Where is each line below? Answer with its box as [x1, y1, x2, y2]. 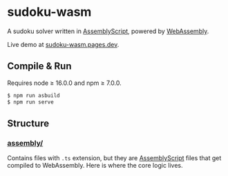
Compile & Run [7, 60, 72, 72]
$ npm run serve [7, 98, 54, 106]
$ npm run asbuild [7, 92, 60, 99]
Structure [7, 117, 50, 129]
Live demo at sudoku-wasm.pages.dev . [7, 40, 120, 48]
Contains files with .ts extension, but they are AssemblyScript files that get [7, 154, 222, 162]
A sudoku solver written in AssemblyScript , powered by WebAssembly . [7, 27, 209, 35]
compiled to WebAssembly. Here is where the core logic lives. [7, 162, 183, 170]
